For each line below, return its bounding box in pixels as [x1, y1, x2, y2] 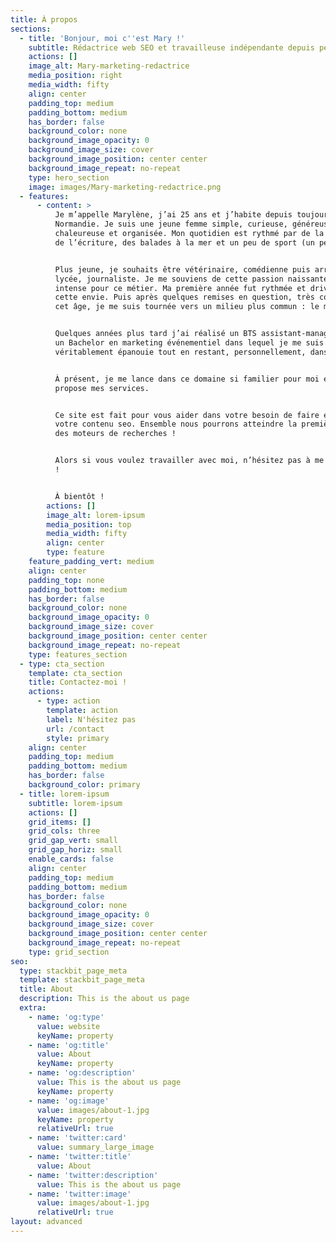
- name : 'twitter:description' [28, 1170, 159, 1180]
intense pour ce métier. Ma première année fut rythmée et [54, 283, 307, 293]
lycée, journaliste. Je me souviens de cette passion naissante [54, 274, 329, 284]
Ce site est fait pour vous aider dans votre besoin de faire [54, 410, 320, 420]
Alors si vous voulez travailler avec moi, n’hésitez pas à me [54, 456, 325, 466]
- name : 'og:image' [28, 1096, 110, 1106]
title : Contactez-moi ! [28, 677, 128, 688]
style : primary [46, 733, 110, 743]
